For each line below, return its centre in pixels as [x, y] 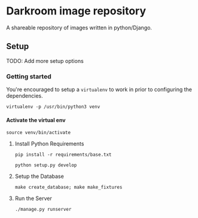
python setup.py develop [46, 165]
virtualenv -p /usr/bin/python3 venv [53, 107]
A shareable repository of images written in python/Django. [79, 28]
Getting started [29, 76]
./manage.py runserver [43, 210]
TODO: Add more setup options [45, 60]
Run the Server [33, 198]
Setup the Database [39, 176]
